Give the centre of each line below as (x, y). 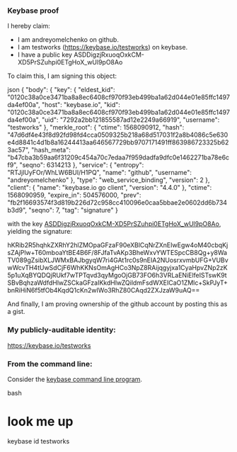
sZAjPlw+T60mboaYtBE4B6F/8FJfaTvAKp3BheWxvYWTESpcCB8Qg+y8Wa (117, 253)
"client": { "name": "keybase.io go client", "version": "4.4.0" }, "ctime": (110, 188)
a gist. (16, 312)
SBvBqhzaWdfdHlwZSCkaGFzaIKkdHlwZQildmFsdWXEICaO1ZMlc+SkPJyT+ (117, 283)
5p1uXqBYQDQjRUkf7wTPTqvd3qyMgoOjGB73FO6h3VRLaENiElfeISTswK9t (117, 276)
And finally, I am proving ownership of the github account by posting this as (117, 304)
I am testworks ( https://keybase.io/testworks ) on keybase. (103, 47)
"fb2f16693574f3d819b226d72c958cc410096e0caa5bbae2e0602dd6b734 (117, 203)
